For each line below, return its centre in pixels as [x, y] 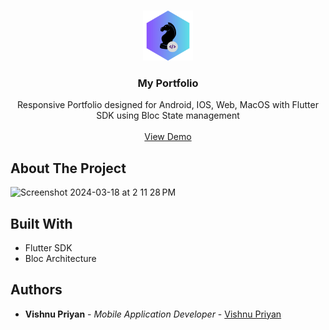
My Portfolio [168, 83]
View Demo [168, 137]
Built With [41, 223]
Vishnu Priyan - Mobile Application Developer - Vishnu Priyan [153, 314]
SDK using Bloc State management [168, 116]
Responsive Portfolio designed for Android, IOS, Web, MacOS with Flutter [168, 105]
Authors [36, 290]
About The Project [68, 168]
